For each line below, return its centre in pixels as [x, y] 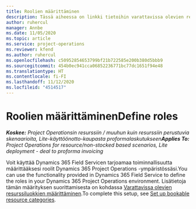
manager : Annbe [24, 28]
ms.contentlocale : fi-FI [36, 76]
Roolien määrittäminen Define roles [92, 116]
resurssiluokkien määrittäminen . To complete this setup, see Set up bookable [98, 193]
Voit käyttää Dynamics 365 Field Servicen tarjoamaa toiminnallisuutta [89, 162]
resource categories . [31, 200]
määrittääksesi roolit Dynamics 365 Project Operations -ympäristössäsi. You [97, 168]
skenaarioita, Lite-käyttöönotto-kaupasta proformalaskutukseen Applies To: [98, 138]
